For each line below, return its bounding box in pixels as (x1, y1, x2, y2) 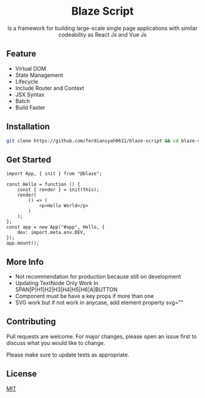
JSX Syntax (15, 90, 45, 98)
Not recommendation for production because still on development (15, 273, 181, 280)
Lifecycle (15, 78, 38, 85)
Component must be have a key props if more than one (15, 292, 154, 300)
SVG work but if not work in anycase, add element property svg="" (15, 299, 184, 306)
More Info (6, 256, 44, 267)
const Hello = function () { (6, 181, 81, 187)
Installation (6, 121, 50, 132)
